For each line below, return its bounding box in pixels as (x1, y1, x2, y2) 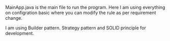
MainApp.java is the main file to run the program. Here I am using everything (5, 5, 165, 10)
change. (5, 15, 23, 21)
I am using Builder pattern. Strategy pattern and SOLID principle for (5, 25, 146, 31)
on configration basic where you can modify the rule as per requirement (5, 10, 156, 16)
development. (5, 30, 34, 36)
